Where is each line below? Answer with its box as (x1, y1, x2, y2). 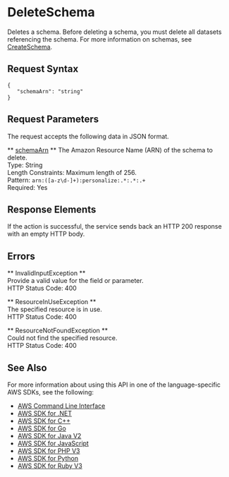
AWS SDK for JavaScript (17, 439, 89, 447)
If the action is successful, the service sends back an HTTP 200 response (7, 222, 222, 231)
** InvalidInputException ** (7, 269, 86, 277)
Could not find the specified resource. (7, 334, 118, 342)
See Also (7, 361, 47, 374)
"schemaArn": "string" (16, 87, 83, 95)
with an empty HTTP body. (7, 230, 85, 238)
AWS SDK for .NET (17, 409, 73, 417)
